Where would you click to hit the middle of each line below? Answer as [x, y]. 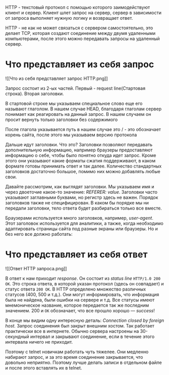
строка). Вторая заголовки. [35, 94]
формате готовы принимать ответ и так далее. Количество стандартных [83, 166]
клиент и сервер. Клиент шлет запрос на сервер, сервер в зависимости [83, 13]
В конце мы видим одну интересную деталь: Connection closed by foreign [85, 320]
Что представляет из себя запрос [80, 65]
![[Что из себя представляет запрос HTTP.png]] [57, 78]
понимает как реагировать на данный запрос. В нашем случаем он [78, 114]
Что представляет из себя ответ [76, 255]
